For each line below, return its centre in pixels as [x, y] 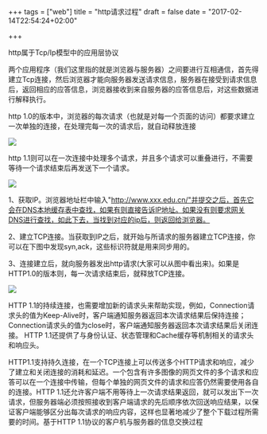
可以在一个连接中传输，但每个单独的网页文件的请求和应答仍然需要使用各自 [137, 382]
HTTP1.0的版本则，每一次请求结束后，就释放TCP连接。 [99, 274]
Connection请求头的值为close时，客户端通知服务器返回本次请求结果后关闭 [130, 325]
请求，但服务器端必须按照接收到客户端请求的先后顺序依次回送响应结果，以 [130, 402]
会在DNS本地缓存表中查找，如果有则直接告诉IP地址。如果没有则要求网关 [127, 210]
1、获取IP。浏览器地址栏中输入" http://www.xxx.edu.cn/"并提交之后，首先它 [131, 200]
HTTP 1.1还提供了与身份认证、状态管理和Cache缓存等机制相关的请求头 [139, 335]
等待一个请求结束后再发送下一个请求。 [71, 168]
